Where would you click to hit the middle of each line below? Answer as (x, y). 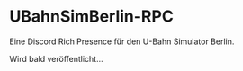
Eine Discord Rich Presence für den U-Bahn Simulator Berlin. (122, 41)
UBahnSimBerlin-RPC (91, 17)
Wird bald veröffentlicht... (56, 58)
